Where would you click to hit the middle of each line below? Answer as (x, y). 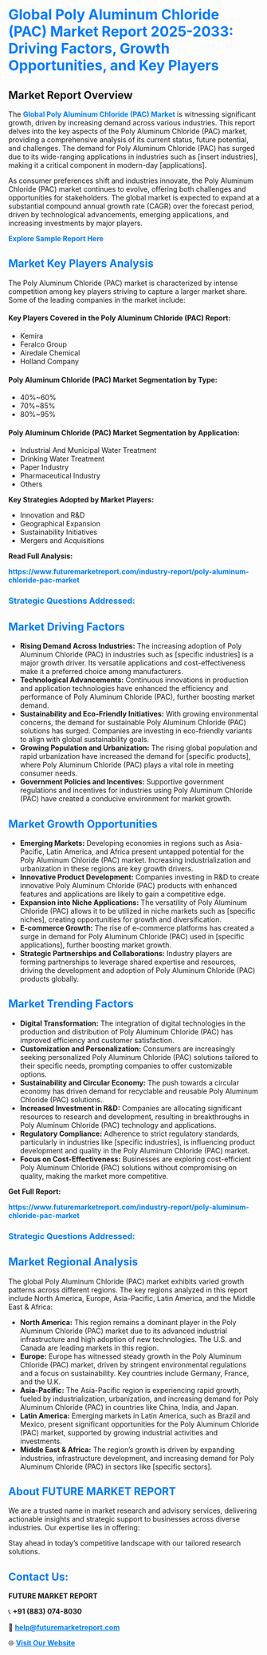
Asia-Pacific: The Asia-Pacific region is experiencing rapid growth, (130, 1390)
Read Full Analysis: (41, 556)
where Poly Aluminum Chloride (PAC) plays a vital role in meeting (126, 765)
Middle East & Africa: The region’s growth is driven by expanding (127, 1449)
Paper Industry (44, 467)
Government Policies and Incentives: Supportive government (122, 782)
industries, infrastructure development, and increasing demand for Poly (137, 1458)
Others (31, 484)
